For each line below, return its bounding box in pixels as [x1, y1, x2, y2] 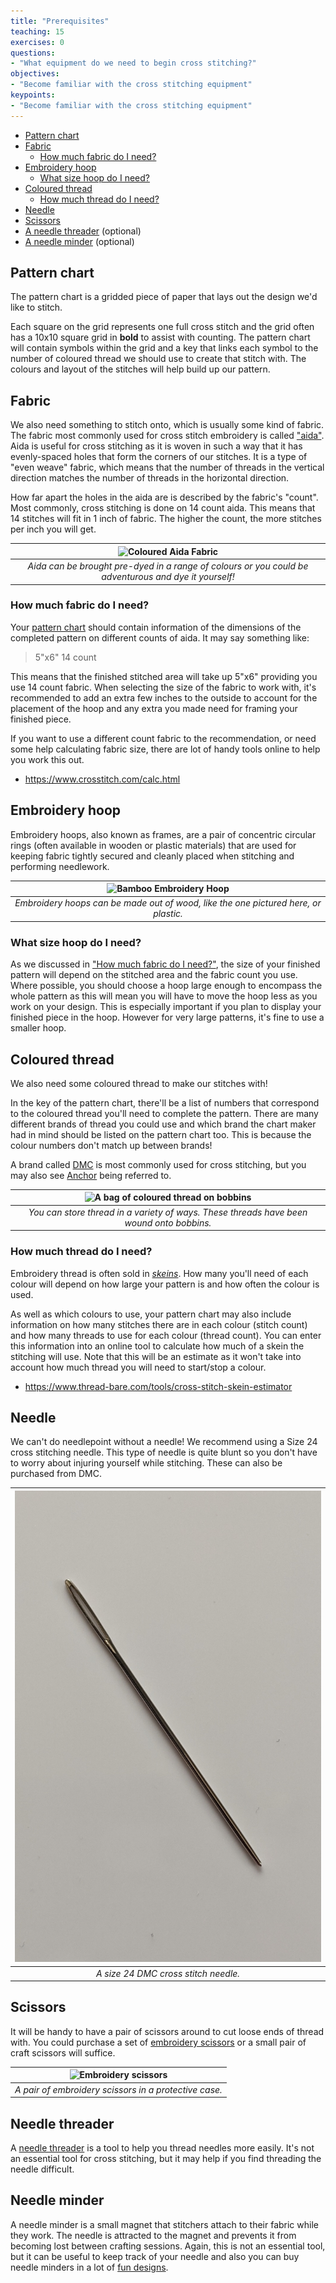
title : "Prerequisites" [10, 16, 110, 26]
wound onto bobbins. [124, 1216, 212, 1229]
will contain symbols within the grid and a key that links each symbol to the [10, 342, 319, 354]
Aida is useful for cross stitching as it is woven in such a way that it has [10, 440, 303, 452]
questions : [10, 48, 56, 58]
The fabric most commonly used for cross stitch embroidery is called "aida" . [10, 430, 325, 442]
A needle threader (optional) [24, 225, 142, 237]
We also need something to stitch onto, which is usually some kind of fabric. [10, 419, 325, 431]
